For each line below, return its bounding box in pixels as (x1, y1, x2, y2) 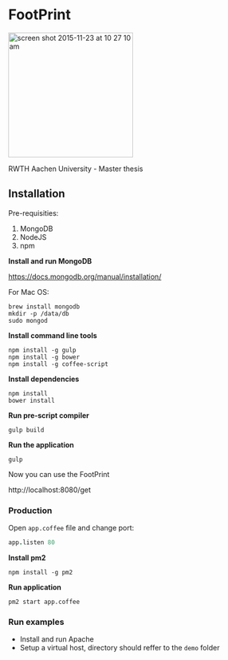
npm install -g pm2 (8, 568, 73, 576)
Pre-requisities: (8, 208, 59, 217)
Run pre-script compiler (8, 410, 89, 420)
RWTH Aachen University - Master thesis (8, 164, 143, 173)
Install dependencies (8, 374, 80, 384)
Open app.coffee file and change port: (8, 523, 135, 533)
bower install (8, 396, 56, 404)
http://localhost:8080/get (8, 485, 92, 495)
